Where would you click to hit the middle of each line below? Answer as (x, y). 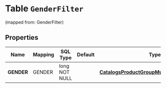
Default (86, 55)
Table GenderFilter (44, 9)
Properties (22, 38)
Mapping (43, 55)
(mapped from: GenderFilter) (35, 22)
